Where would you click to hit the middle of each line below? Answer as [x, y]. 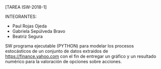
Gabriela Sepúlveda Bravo [39, 31]
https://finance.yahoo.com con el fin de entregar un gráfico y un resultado [81, 56]
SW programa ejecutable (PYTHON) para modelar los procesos [70, 46]
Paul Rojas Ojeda [29, 26]
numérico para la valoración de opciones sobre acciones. [63, 61]
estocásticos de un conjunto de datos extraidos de [57, 51]
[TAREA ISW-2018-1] [26, 7]
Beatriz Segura [27, 36]
